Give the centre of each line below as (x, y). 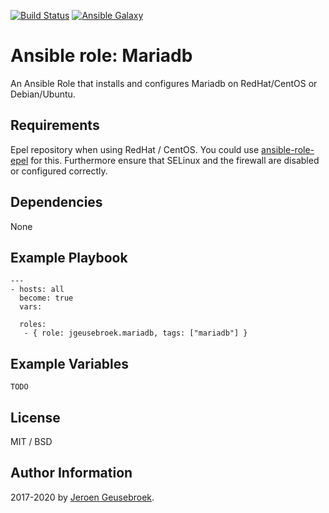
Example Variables (70, 363)
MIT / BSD (31, 441)
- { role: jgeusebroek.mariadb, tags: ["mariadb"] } (135, 333)
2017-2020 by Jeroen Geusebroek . (82, 497)
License (35, 417)
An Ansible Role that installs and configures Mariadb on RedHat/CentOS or (164, 83)
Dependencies (56, 202)
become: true (46, 298)
